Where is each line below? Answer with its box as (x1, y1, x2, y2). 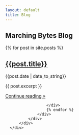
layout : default (5, 7, 40, 13)
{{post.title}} (5, 59, 47, 68)
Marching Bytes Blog (5, 31, 73, 40)
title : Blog (5, 12, 31, 17)
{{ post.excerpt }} (5, 83, 42, 89)
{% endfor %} (46, 107, 74, 112)
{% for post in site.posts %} (5, 44, 64, 51)
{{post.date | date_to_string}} (5, 73, 66, 79)
